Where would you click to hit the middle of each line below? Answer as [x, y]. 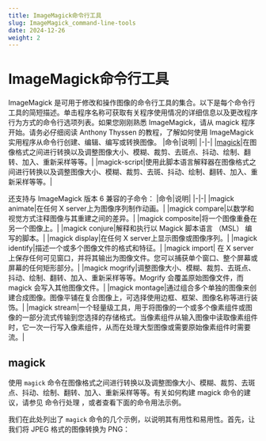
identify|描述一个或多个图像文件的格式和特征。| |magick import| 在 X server [131, 248]
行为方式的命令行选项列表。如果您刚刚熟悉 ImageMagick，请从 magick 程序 [132, 123]
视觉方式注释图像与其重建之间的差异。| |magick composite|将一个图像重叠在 [133, 219]
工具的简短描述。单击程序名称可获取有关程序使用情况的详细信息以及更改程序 [133, 112]
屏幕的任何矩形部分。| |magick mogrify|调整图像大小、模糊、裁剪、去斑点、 [132, 268]
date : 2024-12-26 [37, 30]
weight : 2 [25, 38]
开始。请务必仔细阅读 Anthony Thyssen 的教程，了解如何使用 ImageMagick [131, 132]
